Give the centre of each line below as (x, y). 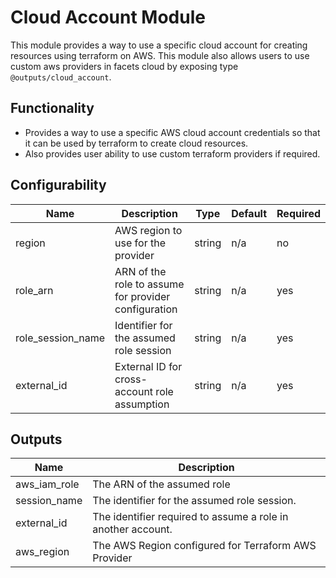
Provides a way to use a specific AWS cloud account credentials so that (172, 132)
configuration (146, 309)
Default (249, 213)
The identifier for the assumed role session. (194, 501)
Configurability (58, 185)
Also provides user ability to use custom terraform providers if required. (172, 153)
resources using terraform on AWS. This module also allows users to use (160, 55)
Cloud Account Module (108, 17)
